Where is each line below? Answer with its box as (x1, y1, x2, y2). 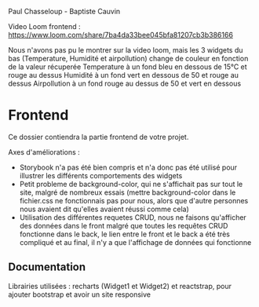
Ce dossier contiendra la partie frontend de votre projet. (8, 132, 189, 141)
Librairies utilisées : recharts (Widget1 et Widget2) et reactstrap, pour (8, 281, 232, 291)
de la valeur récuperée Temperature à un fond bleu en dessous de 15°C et (8, 62, 247, 71)
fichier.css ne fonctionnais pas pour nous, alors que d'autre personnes (19, 196, 249, 205)
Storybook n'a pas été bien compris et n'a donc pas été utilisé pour (19, 163, 238, 172)
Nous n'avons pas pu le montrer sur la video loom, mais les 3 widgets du (8, 46, 243, 54)
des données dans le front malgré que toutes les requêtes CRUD (19, 221, 228, 230)
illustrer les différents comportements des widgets (19, 170, 183, 180)
